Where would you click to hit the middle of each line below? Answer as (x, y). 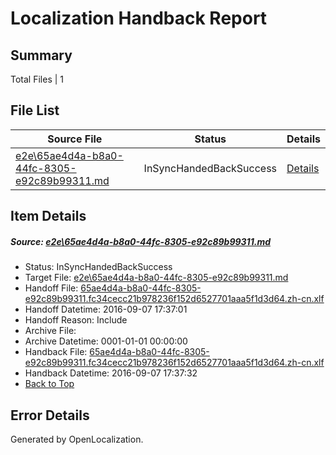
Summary (41, 55)
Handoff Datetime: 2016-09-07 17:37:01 (106, 309)
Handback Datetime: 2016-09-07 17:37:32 (111, 373)
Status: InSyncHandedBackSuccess (98, 267)
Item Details (48, 216)
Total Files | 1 (37, 79)
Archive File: (50, 331)
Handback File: (56, 352)
